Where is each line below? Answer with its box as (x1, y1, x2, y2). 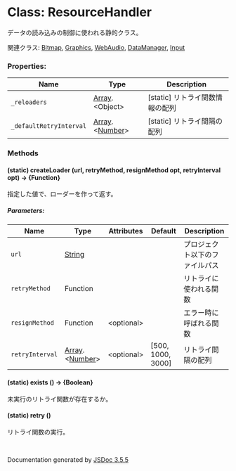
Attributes (108, 226, 143, 236)
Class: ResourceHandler (7, 4, 152, 20)
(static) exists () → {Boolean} (7, 378, 93, 387)
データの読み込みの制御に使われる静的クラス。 (7, 28, 143, 37)
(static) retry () (7, 411, 51, 420)
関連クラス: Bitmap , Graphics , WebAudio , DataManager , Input (7, 43, 185, 51)
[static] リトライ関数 (147, 93, 216, 103)
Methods (7, 148, 39, 158)
